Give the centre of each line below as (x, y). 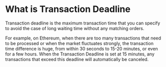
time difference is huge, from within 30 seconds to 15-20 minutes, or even (81, 48)
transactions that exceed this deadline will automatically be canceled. (77, 59)
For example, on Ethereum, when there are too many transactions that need (83, 38)
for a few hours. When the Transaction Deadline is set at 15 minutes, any (80, 54)
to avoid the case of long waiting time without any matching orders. (75, 28)
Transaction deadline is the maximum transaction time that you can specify (83, 23)
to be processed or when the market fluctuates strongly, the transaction (79, 43)
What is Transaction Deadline (68, 9)
